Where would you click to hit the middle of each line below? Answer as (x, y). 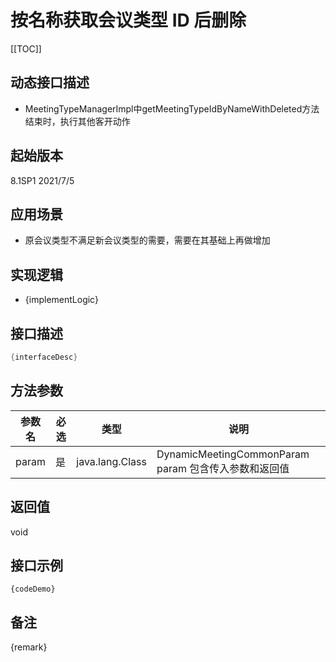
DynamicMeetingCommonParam (233, 454)
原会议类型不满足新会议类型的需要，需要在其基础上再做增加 (147, 240)
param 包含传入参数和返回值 (223, 468)
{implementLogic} (61, 300)
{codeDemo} (33, 589)
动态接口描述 (50, 82)
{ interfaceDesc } (44, 357)
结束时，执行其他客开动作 (77, 121)
